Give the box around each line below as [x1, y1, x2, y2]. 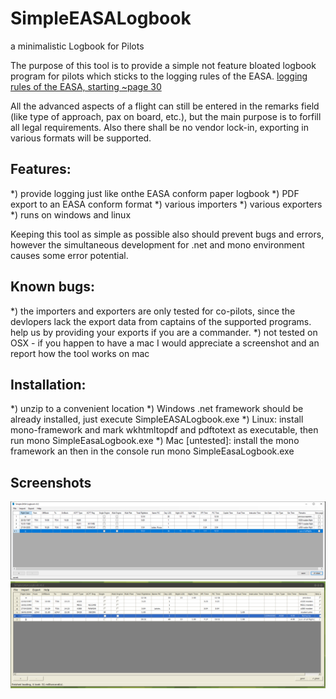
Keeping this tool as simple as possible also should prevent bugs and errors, [10, 228, 325, 240]
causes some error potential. [10, 249, 129, 261]
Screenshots [10, 474, 92, 491]
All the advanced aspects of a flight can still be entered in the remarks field [10, 100, 320, 112]
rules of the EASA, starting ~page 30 [10, 80, 162, 92]
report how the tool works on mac [10, 347, 150, 359]
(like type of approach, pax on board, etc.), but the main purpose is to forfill [10, 110, 322, 122]
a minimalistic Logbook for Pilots [10, 40, 145, 52]
